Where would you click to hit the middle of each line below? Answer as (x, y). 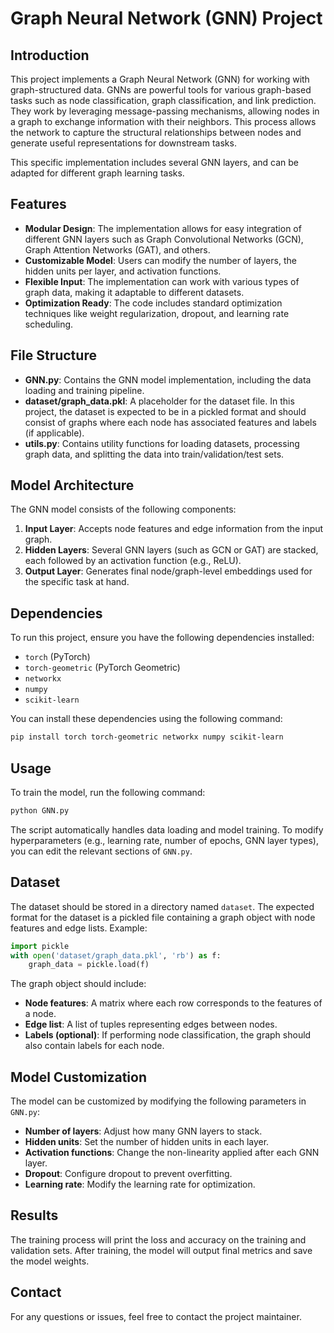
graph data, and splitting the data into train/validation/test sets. (154, 454)
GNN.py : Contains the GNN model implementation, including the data (168, 379)
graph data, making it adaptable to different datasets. (134, 292)
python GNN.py (40, 810)
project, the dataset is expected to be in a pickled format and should (165, 411)
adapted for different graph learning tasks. (97, 173)
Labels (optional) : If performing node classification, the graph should (168, 1035)
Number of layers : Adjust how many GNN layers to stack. (143, 1131)
